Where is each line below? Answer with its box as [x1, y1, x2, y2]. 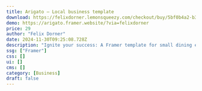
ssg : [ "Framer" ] [6, 48, 47, 54]
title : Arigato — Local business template [6, 8, 114, 15]
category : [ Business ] [6, 70, 61, 76]
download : [6, 14, 31, 20]
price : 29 [6, 25, 31, 32]
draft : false [6, 75, 39, 81]
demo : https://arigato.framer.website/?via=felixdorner [6, 20, 149, 26]
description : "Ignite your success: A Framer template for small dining [6, 43, 192, 48]
